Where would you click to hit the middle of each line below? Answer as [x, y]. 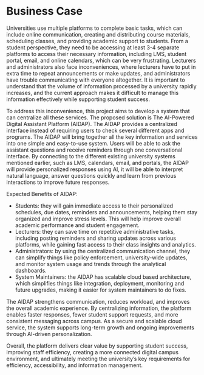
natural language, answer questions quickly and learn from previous [91, 175]
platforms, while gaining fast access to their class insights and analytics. [105, 244]
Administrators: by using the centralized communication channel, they [103, 251]
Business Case [45, 11]
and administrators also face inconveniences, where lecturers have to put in [101, 67]
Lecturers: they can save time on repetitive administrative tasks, [95, 231]
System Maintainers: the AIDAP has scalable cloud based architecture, [103, 277]
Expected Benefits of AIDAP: [42, 194]
